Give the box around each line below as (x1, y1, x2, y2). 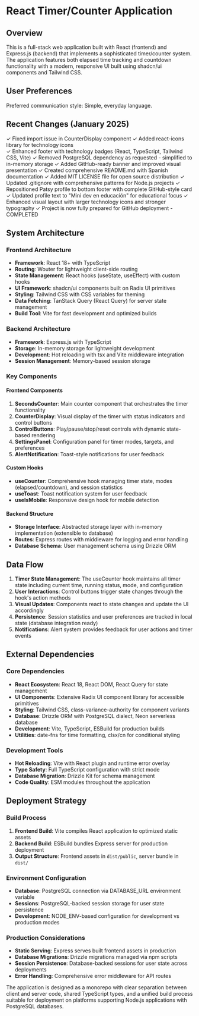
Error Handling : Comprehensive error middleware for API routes (14, 973, 172, 980)
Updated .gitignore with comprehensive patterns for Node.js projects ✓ (6, 179, 181, 186)
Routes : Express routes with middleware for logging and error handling (14, 536, 188, 543)
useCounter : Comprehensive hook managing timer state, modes (14, 477, 173, 484)
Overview (6, 28, 43, 38)
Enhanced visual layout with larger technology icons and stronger (6, 198, 166, 205)
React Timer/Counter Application (6, 4, 173, 18)
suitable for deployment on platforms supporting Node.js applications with (6, 996, 188, 1004)
